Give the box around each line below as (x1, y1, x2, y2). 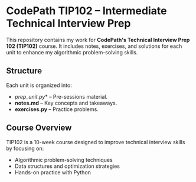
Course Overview (6, 123, 72, 133)
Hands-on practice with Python (14, 168, 92, 175)
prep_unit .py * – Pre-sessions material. (14, 93, 108, 100)
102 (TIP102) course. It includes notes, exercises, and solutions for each (6, 43, 182, 50)
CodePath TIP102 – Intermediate (6, 4, 167, 18)
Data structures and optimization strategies (14, 162, 120, 170)
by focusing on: (6, 145, 44, 152)
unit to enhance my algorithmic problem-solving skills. (6, 48, 138, 56)
